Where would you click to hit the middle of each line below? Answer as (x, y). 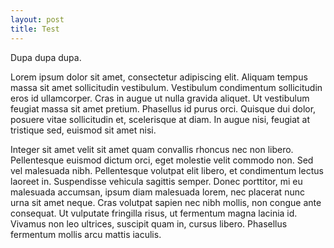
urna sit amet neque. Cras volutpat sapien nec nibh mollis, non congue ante (166, 202)
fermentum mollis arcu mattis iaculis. (86, 234)
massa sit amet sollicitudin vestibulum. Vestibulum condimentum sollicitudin (166, 87)
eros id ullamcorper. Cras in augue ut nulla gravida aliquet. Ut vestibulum (160, 98)
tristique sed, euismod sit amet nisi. (83, 130)
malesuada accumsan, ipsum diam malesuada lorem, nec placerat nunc (157, 192)
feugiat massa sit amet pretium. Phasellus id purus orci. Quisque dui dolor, (163, 108)
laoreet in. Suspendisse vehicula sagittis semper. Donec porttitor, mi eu (156, 181)
